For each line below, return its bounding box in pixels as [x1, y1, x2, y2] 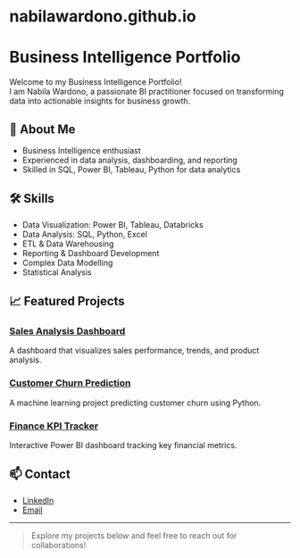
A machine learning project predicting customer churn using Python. [9, 397, 262, 408]
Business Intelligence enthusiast [21, 145, 141, 155]
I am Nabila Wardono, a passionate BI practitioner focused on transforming [9, 87, 284, 97]
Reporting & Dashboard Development [21, 247, 160, 258]
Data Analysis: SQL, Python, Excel [21, 229, 147, 239]
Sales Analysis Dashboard [9, 325, 126, 337]
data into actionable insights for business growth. [9, 96, 191, 106]
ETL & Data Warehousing [21, 238, 114, 249]
